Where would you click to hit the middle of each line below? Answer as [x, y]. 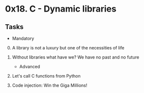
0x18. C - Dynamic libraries [61, 9]
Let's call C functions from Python [46, 76]
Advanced [30, 67]
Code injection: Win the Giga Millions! [50, 85]
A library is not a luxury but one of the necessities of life [68, 48]
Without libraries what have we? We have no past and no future [76, 57]
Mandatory [23, 38]
